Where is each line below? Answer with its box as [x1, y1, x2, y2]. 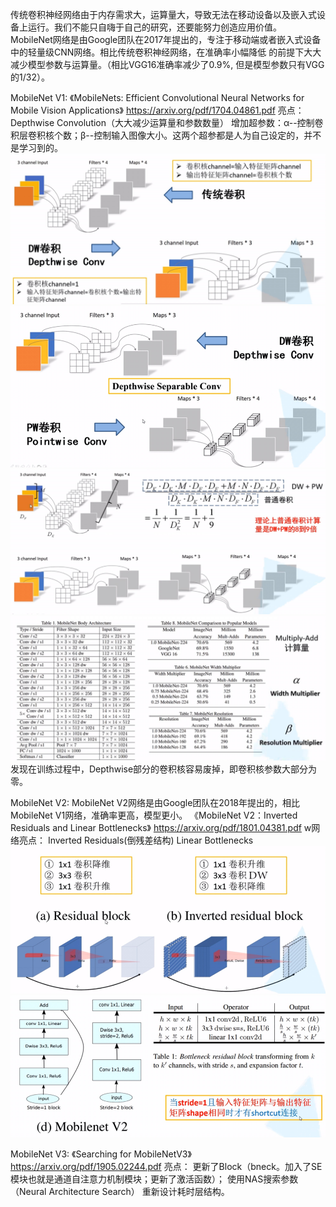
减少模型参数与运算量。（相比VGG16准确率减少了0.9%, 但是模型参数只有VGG [10, 59, 325, 70]
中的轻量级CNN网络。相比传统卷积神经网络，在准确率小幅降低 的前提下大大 [10, 46, 322, 58]
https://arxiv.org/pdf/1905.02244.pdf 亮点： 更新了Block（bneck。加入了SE [10, 1160, 323, 1172]
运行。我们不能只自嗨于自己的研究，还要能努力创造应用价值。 [27, 21, 282, 33]
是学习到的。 [10, 142, 63, 153]
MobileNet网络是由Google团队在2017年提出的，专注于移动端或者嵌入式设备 [10, 34, 322, 45]
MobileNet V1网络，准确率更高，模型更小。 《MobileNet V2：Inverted [10, 809, 298, 821]
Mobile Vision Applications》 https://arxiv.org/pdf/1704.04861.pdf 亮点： [10, 104, 305, 116]
